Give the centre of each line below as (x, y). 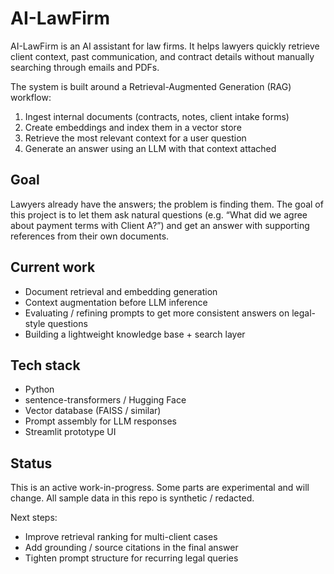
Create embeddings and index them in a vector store (133, 127)
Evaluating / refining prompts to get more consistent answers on (157, 313)
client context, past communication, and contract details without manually (162, 56)
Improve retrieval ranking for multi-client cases (121, 537)
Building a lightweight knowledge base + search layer (135, 334)
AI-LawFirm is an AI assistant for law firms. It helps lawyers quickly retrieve (165, 46)
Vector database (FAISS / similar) (93, 411)
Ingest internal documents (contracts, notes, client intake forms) (157, 116)
